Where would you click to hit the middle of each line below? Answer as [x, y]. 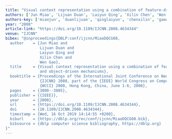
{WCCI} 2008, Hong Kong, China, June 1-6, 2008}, [93, 86]
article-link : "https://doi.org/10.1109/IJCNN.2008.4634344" [72, 29]
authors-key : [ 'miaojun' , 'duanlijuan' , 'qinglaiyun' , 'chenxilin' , [80, 19]
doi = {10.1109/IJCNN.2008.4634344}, [57, 109]
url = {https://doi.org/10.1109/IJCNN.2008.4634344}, [75, 105]
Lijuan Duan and [57, 48]
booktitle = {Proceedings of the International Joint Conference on [84, 76]
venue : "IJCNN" [21, 34]
